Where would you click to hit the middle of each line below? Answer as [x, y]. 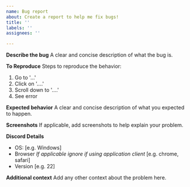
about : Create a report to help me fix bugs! [62, 17]
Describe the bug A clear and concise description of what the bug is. [89, 55]
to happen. [19, 114]
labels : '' [19, 28]
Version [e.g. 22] [35, 167]
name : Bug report [27, 11]
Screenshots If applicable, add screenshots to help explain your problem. [95, 125]
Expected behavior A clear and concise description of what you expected [95, 108]
